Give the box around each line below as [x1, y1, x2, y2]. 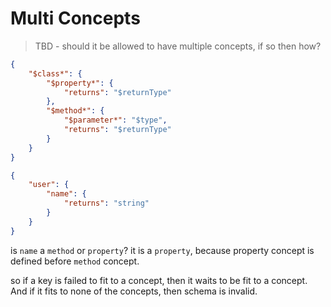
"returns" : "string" [63, 198, 150, 209]
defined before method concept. [10, 255, 140, 267]
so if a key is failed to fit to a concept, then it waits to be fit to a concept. [10, 274, 308, 286]
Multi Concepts [10, 7, 141, 30]
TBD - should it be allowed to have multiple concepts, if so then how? [34, 40, 322, 52]
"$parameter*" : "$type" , [63, 115, 168, 126]
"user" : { [28, 180, 70, 190]
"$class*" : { [28, 68, 83, 79]
